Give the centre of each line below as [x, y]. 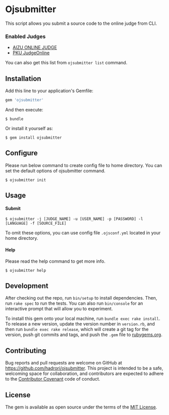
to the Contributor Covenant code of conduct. [53, 379]
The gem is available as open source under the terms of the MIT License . [81, 407]
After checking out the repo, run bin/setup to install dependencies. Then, [81, 298]
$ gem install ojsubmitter [34, 138]
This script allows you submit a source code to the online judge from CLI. [81, 23]
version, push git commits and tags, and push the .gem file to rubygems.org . [84, 335]
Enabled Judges [25, 36]
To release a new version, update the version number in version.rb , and [80, 324]
